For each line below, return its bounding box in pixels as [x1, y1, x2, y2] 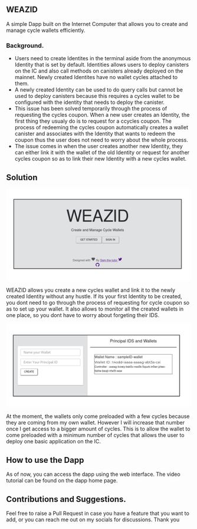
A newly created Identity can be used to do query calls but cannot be [14, 86, 183, 93]
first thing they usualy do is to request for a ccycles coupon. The [14, 117, 172, 125]
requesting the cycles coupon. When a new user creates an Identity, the [14, 112, 190, 119]
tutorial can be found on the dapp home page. [6, 477, 118, 484]
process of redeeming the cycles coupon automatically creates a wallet [14, 124, 189, 131]
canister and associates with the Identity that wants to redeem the [14, 130, 176, 138]
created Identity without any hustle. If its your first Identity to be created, [6, 292, 182, 300]
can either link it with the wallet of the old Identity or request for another [14, 149, 190, 156]
